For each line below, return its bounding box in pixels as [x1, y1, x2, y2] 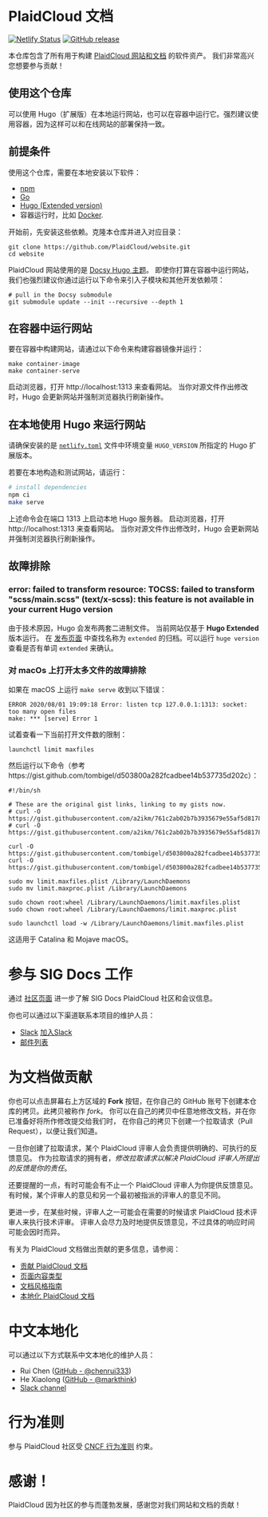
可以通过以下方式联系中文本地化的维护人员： [8, 1350, 156, 1360]
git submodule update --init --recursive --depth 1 [8, 297, 183, 306]
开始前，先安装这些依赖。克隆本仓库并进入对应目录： [8, 227, 183, 237]
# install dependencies [8, 484, 88, 492]
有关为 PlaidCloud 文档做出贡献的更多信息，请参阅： [8, 1244, 181, 1253]
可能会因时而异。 [8, 1227, 65, 1236]
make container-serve [8, 367, 81, 376]
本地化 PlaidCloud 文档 [19, 1291, 95, 1300]
